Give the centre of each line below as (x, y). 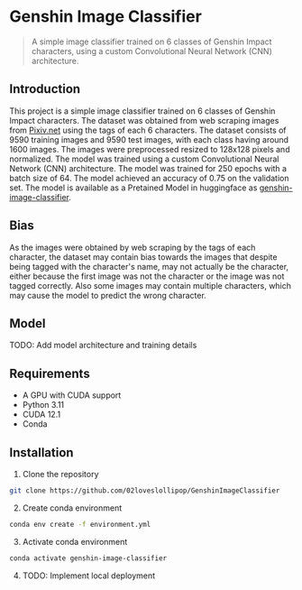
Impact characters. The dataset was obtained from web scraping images (144, 120)
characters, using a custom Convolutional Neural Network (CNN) (152, 51)
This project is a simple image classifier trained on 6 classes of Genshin (142, 111)
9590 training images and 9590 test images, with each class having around (149, 139)
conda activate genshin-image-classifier (88, 558)
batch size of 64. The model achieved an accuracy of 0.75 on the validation (149, 178)
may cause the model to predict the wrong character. (108, 295)
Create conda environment (72, 508)
